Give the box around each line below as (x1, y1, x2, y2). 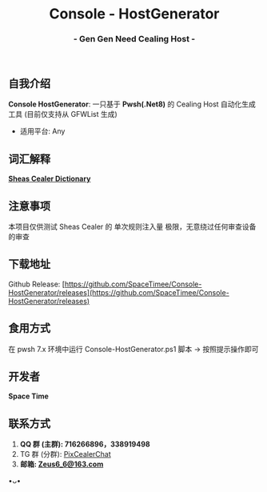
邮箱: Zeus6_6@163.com (19, 459, 104, 469)
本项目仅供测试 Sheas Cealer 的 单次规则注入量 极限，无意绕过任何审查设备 (8, 222, 257, 231)
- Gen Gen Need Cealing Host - (73, 34, 196, 45)
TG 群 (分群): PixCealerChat (19, 450, 112, 459)
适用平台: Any (19, 126, 66, 136)
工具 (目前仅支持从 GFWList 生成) (8, 110, 118, 119)
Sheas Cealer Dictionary (8, 174, 91, 184)
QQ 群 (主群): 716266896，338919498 (19, 439, 150, 449)
